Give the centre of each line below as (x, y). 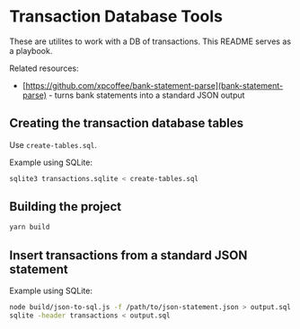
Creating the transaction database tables (127, 123)
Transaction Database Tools (116, 17)
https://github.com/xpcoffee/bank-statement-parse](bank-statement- (154, 85)
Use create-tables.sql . (53, 144)
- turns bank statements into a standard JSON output (147, 95)
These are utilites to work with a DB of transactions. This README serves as (150, 41)
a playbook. (31, 50)
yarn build (30, 227)
